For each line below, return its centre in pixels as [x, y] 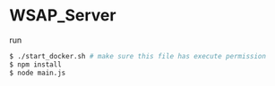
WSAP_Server [63, 16]
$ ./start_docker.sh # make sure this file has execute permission [138, 56]
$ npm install [36, 64]
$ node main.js [38, 73]
